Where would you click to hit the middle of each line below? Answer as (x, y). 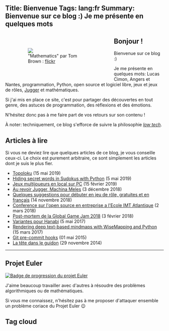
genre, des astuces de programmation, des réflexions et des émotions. (78, 105)
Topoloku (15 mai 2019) (37, 173)
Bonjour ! (129, 41)
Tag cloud (21, 322)
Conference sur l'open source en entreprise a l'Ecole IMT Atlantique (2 (86, 205)
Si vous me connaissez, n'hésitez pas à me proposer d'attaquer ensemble (82, 300)
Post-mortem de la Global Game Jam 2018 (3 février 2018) (73, 216)
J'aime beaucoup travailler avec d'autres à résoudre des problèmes (75, 285)
